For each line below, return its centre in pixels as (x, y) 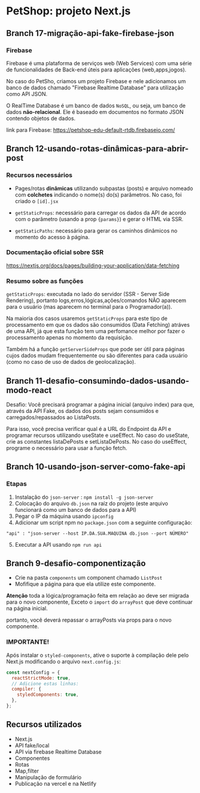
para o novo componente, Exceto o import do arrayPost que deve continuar (99, 602)
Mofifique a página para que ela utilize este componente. (85, 584)
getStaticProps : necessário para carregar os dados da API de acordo (101, 212)
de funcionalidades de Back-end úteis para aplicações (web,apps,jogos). (96, 70)
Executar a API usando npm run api (58, 544)
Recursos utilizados (44, 724)
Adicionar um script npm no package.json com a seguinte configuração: (104, 522)
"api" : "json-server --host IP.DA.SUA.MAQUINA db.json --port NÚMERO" (97, 533)
